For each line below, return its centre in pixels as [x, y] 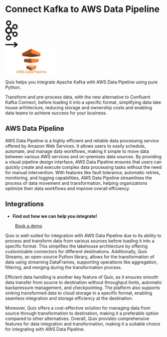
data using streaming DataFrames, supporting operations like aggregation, [82, 262]
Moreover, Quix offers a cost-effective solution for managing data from [78, 308]
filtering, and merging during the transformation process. [64, 267]
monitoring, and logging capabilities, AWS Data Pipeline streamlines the [79, 178]
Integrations [24, 204]
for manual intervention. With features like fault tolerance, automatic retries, [83, 172]
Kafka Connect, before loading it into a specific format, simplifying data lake [83, 102]
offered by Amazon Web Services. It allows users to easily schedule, [76, 146]
